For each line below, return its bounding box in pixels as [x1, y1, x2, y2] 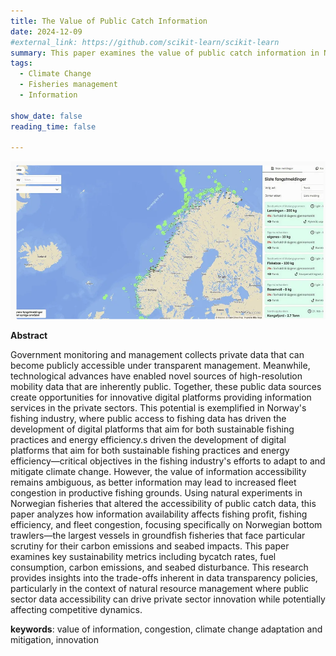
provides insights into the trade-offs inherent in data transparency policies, [10, 571, 318, 584]
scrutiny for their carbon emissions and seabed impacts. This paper [10, 540, 290, 552]
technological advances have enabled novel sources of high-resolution [10, 370, 303, 382]
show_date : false [10, 111, 83, 121]
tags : [10, 58, 33, 69]
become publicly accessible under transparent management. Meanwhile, [10, 359, 311, 371]
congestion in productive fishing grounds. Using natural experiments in [10, 486, 303, 499]
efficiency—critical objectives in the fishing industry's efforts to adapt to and [10, 455, 326, 467]
